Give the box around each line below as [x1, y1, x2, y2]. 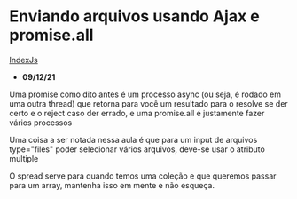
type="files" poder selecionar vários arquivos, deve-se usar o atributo [9, 144, 266, 155]
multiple [9, 153, 39, 163]
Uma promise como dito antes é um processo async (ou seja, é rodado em [9, 89, 282, 99]
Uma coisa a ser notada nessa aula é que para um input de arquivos [9, 134, 258, 145]
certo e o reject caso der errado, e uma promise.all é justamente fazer [9, 107, 265, 118]
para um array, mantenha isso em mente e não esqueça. [9, 179, 215, 190]
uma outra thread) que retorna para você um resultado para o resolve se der [9, 98, 288, 108]
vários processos [9, 117, 73, 128]
